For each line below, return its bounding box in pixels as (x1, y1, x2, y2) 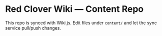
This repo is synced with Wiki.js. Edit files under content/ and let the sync (5, 20, 157, 26)
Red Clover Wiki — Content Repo (5, 3, 144, 15)
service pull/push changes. (5, 25, 61, 31)
